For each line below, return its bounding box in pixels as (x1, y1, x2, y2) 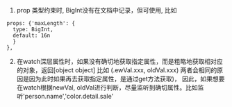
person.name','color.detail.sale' (24, 92, 114, 100)
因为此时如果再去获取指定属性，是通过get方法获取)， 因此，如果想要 (28, 75, 225, 83)
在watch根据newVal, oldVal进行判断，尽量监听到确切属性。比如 (16, 83, 199, 92)
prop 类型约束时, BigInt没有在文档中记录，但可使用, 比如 (16, 6, 177, 14)
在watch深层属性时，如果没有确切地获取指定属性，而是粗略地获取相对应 (16, 58, 223, 65)
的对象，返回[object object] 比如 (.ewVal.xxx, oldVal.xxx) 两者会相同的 (16, 66, 217, 74)
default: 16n (13, 32, 51, 39)
